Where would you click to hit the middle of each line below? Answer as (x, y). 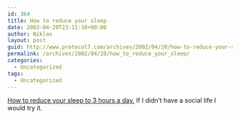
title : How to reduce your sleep (57, 21)
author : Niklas (30, 34)
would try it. (25, 108)
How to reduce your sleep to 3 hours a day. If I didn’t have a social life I (112, 100)
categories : (25, 61)
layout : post (27, 41)
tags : (15, 73)
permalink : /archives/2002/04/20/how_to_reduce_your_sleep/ (99, 54)
